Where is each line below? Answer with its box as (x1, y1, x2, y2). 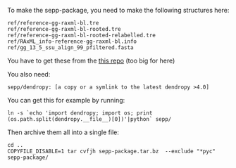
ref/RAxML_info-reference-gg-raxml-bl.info (7, 38, 137, 45)
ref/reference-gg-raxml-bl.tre (7, 20, 99, 27)
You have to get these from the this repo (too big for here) (7, 56, 175, 65)
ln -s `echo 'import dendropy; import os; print (7, 110, 153, 117)
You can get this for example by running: (7, 96, 125, 104)
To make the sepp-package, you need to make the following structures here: (7, 6, 230, 14)
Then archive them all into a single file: (7, 128, 120, 136)
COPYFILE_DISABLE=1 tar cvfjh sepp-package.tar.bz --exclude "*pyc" (7, 148, 216, 155)
